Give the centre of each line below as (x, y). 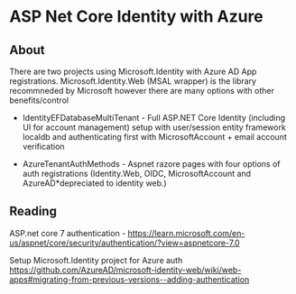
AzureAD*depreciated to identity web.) (94, 183)
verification (43, 147)
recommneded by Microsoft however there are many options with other (142, 91)
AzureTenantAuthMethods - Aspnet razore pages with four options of (152, 164)
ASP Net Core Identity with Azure (136, 17)
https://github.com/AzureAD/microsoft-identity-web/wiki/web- (125, 270)
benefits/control (39, 100)
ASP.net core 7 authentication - (68, 233)
